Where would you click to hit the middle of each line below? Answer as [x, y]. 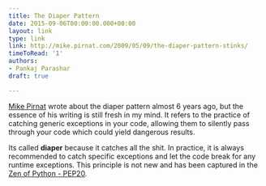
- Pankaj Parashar [39, 69]
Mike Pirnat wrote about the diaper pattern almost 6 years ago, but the [126, 106]
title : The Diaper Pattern [54, 16]
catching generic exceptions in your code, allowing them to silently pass [129, 123]
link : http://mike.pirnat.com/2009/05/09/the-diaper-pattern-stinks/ [129, 46]
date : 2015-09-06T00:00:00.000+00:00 [72, 23]
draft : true [28, 76]
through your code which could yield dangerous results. [102, 132]
